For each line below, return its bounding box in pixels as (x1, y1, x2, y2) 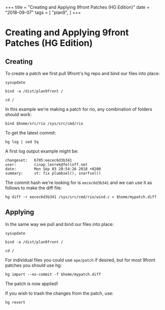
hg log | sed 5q (5, 139, 39, 144)
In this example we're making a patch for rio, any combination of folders (5, 106, 153, 112)
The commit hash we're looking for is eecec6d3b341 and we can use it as (5, 180, 153, 186)
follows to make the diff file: (5, 185, 62, 191)
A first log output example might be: (5, 148, 79, 154)
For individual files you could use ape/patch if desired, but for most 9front (5, 257, 156, 263)
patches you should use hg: (5, 262, 62, 268)
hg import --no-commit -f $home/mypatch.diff (5, 272, 101, 277)
